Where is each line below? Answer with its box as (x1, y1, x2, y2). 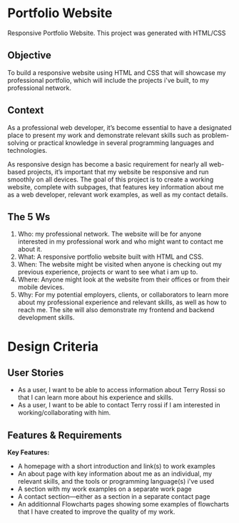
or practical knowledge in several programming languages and (30, 138, 214, 147)
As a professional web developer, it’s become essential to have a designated (7, 123, 232, 131)
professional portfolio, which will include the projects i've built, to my (7, 76, 209, 84)
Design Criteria (7, 338, 98, 354)
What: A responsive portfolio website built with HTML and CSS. (17, 252, 204, 261)
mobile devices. (17, 283, 65, 292)
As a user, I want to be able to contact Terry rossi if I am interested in (17, 401, 220, 409)
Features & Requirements (7, 429, 123, 441)
